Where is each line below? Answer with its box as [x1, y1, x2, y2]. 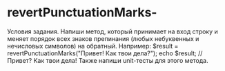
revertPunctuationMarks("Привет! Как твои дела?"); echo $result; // [7, 49, 203, 57]
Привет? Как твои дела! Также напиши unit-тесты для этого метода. [7, 56, 208, 64]
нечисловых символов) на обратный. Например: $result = [7, 42, 179, 50]
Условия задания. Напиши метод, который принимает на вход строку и [7, 27, 219, 35]
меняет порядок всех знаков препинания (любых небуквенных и [7, 34, 199, 42]
